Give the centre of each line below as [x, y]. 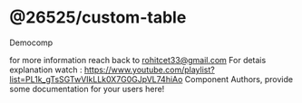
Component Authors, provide [239, 79]
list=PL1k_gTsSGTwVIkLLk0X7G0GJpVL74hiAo [96, 79]
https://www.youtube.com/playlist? [149, 70]
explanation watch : [46, 70]
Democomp [31, 42]
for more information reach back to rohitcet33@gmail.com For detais [138, 60]
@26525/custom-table [98, 18]
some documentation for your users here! [87, 89]
